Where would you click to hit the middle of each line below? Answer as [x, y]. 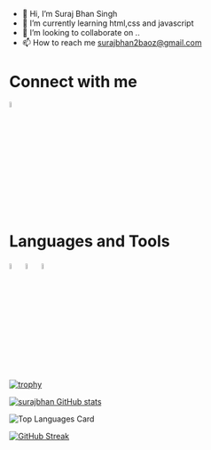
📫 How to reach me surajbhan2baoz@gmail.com [112, 43]
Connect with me [73, 82]
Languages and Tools [90, 241]
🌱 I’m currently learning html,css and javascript [108, 23]
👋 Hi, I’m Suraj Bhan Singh [70, 14]
